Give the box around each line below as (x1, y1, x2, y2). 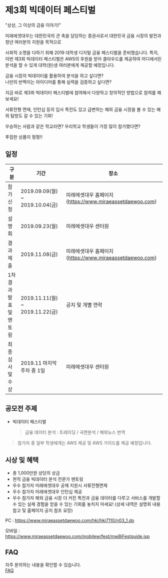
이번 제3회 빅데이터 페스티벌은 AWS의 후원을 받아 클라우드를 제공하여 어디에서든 (5, 55, 162, 61)
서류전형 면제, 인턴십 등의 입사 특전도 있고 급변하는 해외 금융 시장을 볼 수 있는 (5, 106, 156, 112)
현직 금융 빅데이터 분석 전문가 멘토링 (12, 476, 83, 482)
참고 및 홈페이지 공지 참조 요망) (12, 507, 73, 513)
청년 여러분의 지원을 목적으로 (5, 38, 61, 45)
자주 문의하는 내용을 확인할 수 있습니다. (5, 562, 81, 568)
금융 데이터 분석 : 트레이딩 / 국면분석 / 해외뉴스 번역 (24, 429, 125, 435)
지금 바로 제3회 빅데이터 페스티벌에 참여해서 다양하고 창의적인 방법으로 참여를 (5, 89, 156, 95)
